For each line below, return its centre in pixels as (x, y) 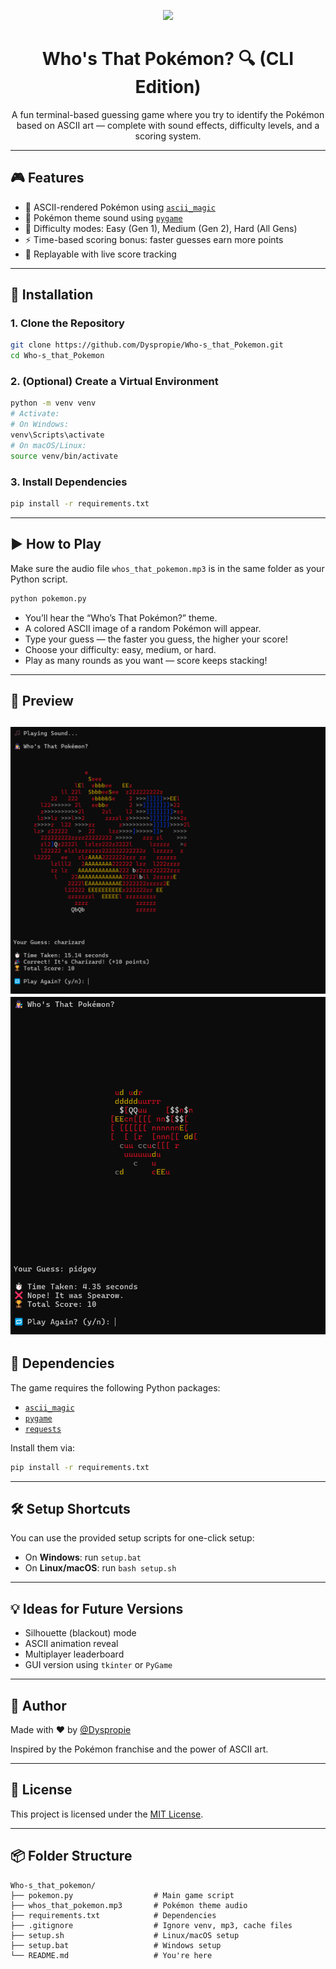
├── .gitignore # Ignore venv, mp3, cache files (151, 1925)
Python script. (39, 579)
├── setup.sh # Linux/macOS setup (125, 1935)
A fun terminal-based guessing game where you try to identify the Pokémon (168, 114)
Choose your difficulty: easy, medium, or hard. (120, 649)
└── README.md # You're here (111, 1955)
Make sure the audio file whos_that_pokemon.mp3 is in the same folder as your (167, 568)
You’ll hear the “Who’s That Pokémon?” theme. (121, 617)
